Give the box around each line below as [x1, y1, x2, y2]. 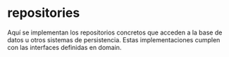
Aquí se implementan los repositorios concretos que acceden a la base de [7, 28, 223, 37]
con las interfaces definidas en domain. [7, 43, 122, 51]
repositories [7, 5, 80, 21]
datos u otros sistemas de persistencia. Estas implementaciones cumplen [7, 35, 221, 44]
